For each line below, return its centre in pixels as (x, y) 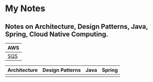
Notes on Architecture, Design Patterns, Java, (76, 27)
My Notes (25, 9)
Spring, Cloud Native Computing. (57, 34)
